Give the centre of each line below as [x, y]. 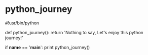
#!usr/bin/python [22, 23]
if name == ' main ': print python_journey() [48, 47]
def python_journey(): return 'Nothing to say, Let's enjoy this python [74, 32]
